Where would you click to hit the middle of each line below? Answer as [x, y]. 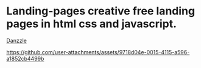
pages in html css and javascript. [92, 24]
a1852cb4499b [25, 58]
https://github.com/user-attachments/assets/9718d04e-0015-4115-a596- [98, 52]
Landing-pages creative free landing [101, 11]
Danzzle [17, 40]
